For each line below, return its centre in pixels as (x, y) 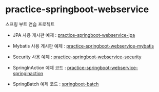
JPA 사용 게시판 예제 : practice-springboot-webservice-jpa (74, 35)
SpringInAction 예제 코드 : (39, 67)
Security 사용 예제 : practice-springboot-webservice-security (77, 57)
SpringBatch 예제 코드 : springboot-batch (56, 84)
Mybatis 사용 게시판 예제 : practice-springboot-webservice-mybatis (83, 46)
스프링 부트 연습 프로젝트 (30, 24)
